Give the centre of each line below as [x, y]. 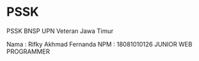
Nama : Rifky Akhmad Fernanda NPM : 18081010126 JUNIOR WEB [99, 44]
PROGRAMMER [28, 51]
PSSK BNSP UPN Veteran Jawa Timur [60, 31]
